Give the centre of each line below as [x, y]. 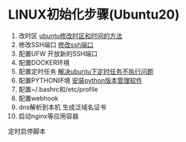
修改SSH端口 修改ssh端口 [56, 44]
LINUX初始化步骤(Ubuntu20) [94, 15]
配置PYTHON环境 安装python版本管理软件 [81, 80]
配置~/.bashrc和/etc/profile [58, 89]
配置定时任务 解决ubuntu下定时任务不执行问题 [86, 71]
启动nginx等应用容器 [48, 116]
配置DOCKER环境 [44, 62]
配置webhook [38, 98]
